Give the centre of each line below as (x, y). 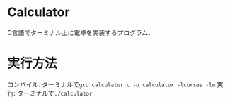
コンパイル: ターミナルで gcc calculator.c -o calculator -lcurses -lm (111, 84)
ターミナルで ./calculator (54, 93)
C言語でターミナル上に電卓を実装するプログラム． (81, 32)
